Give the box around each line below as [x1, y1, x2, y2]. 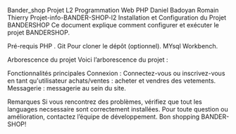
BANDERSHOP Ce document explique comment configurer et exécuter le [7, 21, 220, 29]
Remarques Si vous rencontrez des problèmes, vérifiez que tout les [7, 98, 203, 106]
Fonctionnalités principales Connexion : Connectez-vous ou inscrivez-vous [7, 69, 225, 77]
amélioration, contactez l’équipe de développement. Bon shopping [7, 112, 200, 121]
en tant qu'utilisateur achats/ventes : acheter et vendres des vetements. [7, 76, 216, 85]
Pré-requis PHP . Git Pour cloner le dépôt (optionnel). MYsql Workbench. [7, 42, 218, 50]
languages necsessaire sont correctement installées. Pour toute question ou [7, 105, 229, 113]
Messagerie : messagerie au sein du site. [7, 84, 127, 92]
